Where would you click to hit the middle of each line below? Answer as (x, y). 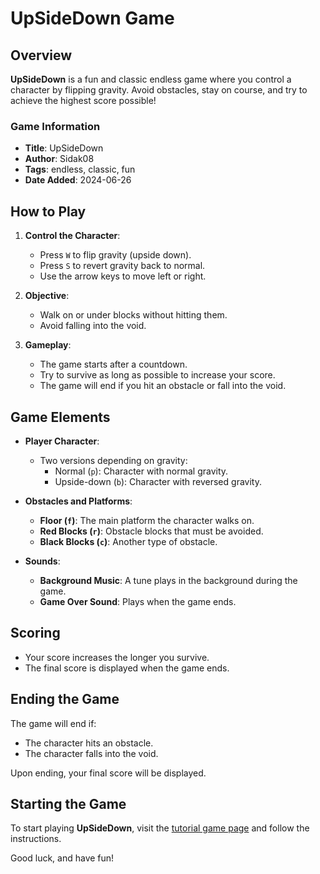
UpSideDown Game (92, 18)
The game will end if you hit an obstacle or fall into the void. (163, 386)
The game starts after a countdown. (113, 364)
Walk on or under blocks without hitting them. (133, 315)
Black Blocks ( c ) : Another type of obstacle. (128, 541)
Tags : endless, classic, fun (80, 169)
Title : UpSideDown (64, 148)
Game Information (55, 126)
